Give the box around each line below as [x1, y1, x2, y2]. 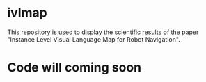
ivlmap [7, 5, 47, 21]
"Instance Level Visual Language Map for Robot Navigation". [7, 35, 181, 43]
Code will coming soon [7, 60, 142, 76]
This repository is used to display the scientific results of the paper [7, 28, 199, 36]
